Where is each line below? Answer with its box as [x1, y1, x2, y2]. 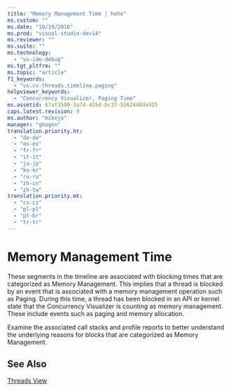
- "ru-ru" [13, 173, 42, 180]
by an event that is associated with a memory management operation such [7, 287, 223, 295]
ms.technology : [7, 50, 52, 57]
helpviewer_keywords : [7, 88, 71, 95]
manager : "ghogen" [7, 121, 61, 128]
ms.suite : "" [7, 43, 45, 50]
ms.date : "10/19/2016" [7, 23, 73, 30]
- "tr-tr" [13, 219, 42, 226]
